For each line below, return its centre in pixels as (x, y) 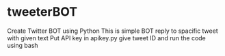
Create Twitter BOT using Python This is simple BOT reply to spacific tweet (112, 31)
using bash (23, 45)
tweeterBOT (42, 12)
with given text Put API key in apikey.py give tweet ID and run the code (107, 38)
